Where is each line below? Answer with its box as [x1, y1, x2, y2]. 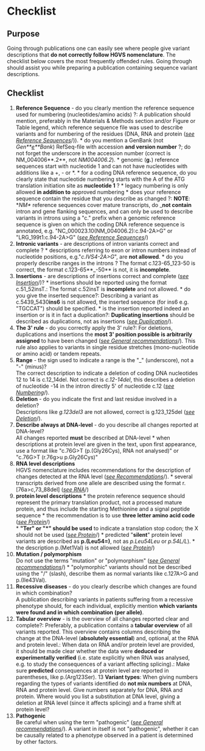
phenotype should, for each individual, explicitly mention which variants [15, 602, 198, 609]
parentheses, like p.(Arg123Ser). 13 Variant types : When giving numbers [15, 673, 198, 680]
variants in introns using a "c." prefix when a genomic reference [15, 214, 176, 222]
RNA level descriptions [15, 459, 75, 467]
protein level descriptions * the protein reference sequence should [15, 492, 185, 500]
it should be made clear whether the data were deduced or [15, 647, 164, 655]
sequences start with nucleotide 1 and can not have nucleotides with [15, 162, 188, 170]
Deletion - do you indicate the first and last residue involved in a [15, 395, 177, 402]
